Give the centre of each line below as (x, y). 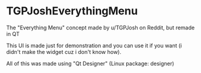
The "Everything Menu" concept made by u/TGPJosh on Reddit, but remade (101, 28)
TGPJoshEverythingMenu (72, 11)
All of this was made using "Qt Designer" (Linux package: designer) (90, 63)
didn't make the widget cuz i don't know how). (64, 51)
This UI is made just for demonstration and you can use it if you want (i (94, 45)
